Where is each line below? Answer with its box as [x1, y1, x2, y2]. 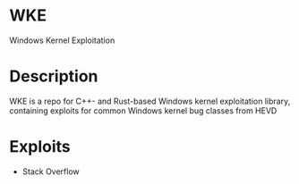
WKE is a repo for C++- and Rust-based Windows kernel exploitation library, [9, 96, 291, 106]
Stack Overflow [21, 166, 81, 177]
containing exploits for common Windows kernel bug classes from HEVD [9, 105, 278, 116]
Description [9, 66, 98, 87]
